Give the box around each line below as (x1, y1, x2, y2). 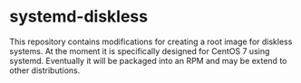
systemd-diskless (9, 6, 148, 27)
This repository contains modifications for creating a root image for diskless (9, 36, 293, 47)
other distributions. (9, 65, 81, 76)
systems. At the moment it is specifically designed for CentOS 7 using (9, 45, 270, 56)
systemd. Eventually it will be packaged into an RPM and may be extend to (9, 55, 287, 66)
